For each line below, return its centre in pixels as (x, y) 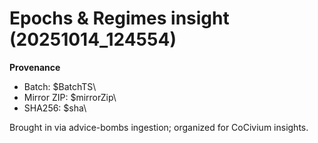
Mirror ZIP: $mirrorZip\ (70, 97)
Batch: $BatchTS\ (60, 86)
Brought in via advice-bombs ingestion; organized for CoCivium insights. (159, 127)
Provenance (35, 67)
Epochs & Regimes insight (119, 18)
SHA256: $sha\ (55, 108)
